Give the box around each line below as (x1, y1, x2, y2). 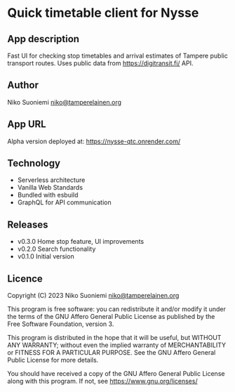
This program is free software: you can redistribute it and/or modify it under (7, 305, 226, 313)
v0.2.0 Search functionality (17, 244, 96, 254)
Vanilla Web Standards (17, 183, 83, 192)
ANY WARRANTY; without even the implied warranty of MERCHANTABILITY (7, 341, 227, 349)
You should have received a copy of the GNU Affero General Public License (7, 370, 225, 378)
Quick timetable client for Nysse (7, 5, 199, 21)
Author (7, 79, 39, 91)
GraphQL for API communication (17, 198, 112, 207)
